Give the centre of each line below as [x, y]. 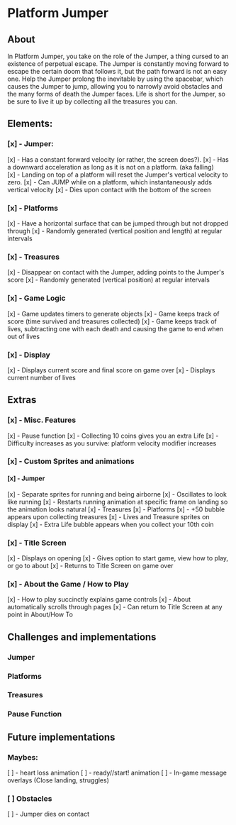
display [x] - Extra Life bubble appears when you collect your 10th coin [111, 524]
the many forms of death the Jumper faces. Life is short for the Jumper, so [116, 94]
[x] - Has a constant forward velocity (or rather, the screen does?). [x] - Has [118, 159]
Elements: [30, 124]
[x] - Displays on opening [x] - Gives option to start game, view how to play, [118, 558]
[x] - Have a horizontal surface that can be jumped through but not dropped [118, 223]
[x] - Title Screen [37, 543]
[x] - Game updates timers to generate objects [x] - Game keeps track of [113, 314]
